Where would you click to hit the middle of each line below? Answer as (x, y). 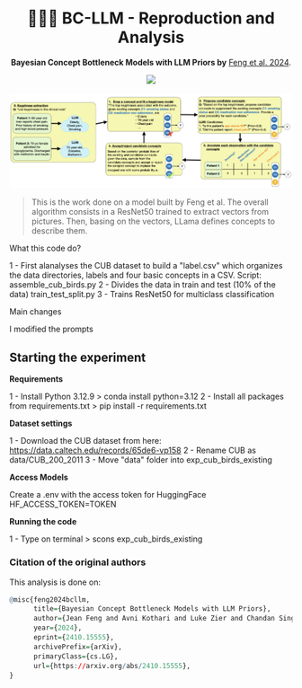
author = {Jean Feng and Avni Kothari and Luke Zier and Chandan (154, 619)
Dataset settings (41, 423)
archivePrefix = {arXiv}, (78, 647)
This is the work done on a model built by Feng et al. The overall (150, 202)
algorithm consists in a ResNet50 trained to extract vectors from (150, 212)
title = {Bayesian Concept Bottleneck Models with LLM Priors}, (152, 609)
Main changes (36, 312)
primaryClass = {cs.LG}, (75, 656)
